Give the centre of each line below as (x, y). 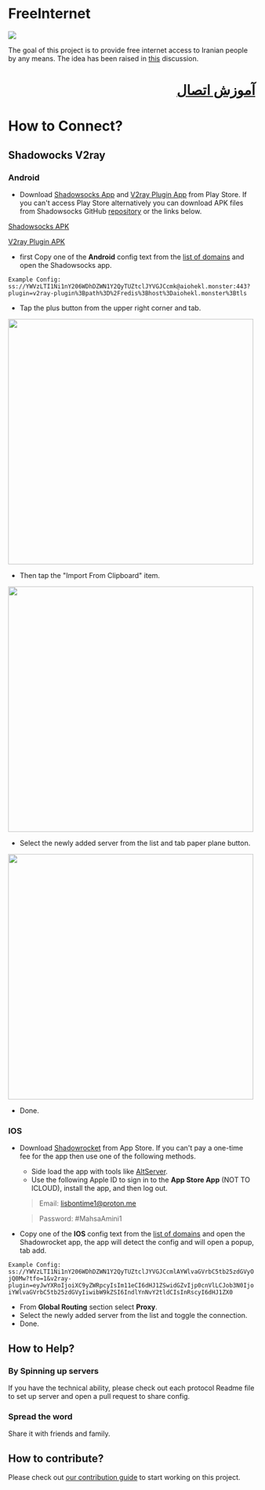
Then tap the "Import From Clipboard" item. (90, 575)
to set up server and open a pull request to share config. (99, 1396)
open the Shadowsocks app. (65, 265)
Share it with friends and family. (59, 1433)
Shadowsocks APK (39, 226)
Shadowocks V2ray (57, 155)
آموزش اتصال (216, 90)
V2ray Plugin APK (36, 242)
